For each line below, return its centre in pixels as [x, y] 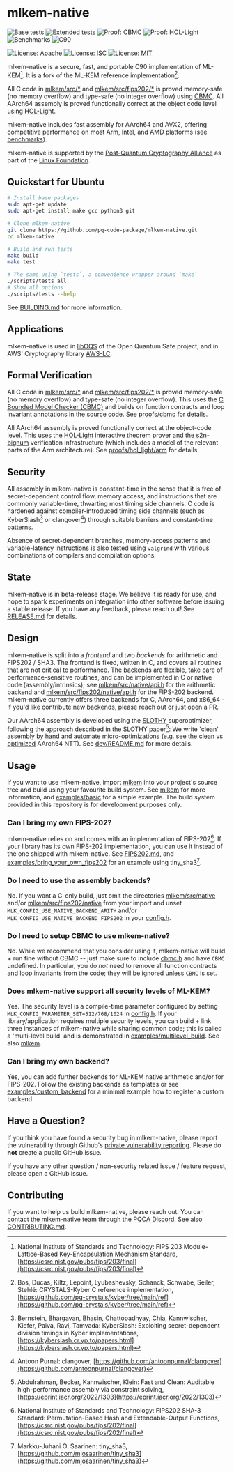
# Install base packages [43, 198]
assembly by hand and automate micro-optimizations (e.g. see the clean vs [115, 736]
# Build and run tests [40, 249]
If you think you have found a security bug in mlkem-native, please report [112, 1137]
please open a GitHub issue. [48, 1173]
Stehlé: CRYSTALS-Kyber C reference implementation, [95, 1290]
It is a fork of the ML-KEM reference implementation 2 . [103, 75]
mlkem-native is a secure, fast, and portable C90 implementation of [104, 66]
